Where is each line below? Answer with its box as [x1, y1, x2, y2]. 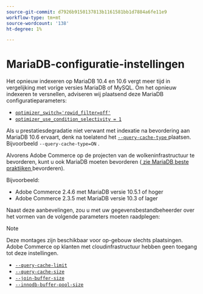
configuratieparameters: [6, 97, 67, 104]
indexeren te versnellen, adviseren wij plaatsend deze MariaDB [6, 91, 164, 98]
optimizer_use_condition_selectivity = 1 [15, 116, 122, 122]
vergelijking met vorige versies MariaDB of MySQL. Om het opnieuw [6, 84, 177, 91]
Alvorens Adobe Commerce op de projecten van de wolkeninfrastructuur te [6, 152, 195, 159]
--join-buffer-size [15, 275, 65, 282]
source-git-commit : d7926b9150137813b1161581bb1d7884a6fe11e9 [6, 9, 167, 15]
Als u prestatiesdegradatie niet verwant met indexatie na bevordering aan [6, 127, 190, 135]
